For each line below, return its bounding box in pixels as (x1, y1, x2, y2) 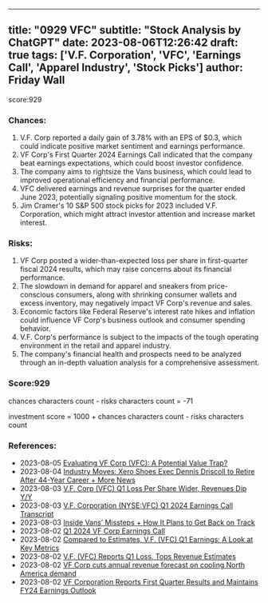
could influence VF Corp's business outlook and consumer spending (19, 315, 246, 325)
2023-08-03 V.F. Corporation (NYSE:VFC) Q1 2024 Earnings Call (19, 501, 234, 510)
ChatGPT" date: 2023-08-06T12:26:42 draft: (8, 36, 238, 50)
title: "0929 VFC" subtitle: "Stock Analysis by (8, 23, 242, 37)
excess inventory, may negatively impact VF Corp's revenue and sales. (19, 298, 253, 308)
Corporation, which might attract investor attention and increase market (19, 210, 255, 219)
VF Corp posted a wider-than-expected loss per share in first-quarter (19, 256, 248, 266)
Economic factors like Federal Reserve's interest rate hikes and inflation (19, 307, 255, 317)
